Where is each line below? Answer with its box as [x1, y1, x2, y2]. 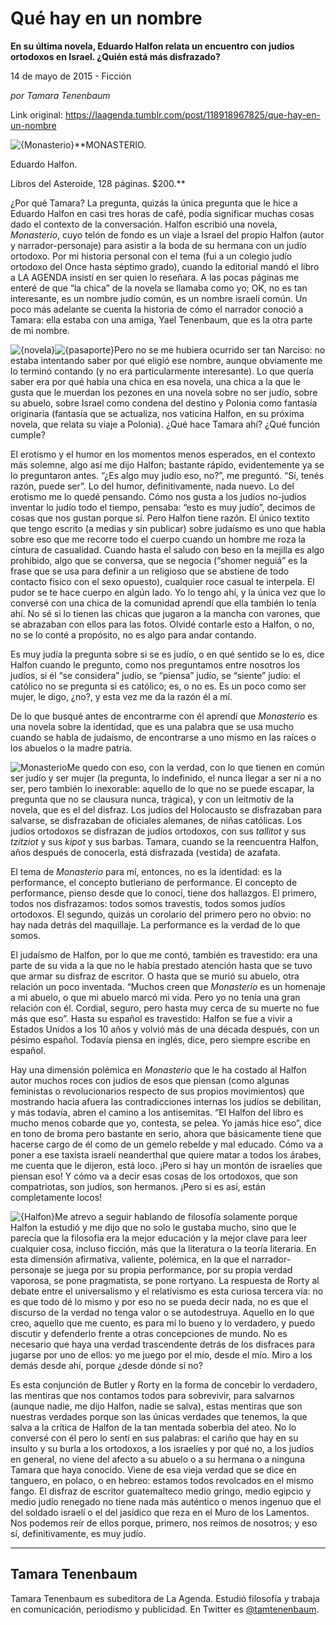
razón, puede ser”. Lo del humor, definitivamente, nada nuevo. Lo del [10, 480, 295, 492]
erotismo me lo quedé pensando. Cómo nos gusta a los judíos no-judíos [10, 490, 307, 502]
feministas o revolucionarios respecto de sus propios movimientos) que [10, 1085, 305, 1097]
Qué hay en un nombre [10, 7, 203, 30]
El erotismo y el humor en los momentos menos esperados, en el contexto [10, 448, 316, 460]
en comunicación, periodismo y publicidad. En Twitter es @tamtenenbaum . [10, 1603, 320, 1615]
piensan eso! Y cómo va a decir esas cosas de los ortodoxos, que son [10, 1170, 298, 1182]
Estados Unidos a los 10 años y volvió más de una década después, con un [10, 1023, 320, 1035]
